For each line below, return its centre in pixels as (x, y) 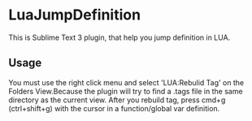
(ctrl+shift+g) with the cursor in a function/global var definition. (114, 108)
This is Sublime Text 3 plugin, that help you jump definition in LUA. (119, 37)
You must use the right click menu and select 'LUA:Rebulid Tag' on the (126, 82)
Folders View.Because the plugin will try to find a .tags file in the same (126, 91)
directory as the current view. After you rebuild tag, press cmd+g (117, 100)
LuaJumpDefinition (74, 15)
